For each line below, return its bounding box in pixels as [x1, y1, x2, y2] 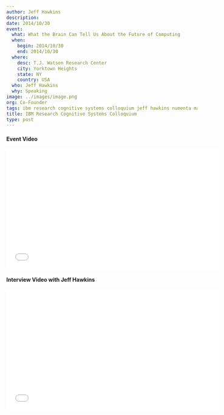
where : [12, 54, 29, 60]
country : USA [17, 77, 50, 83]
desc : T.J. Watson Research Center [17, 60, 107, 66]
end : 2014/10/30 [17, 49, 59, 55]
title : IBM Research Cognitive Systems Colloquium [6, 111, 137, 117]
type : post [6, 116, 34, 122]
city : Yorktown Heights [17, 65, 78, 72]
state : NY [17, 71, 42, 77]
